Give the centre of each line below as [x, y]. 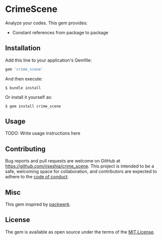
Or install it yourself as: [29, 97]
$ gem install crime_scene [33, 106]
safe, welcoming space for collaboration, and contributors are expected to [81, 171]
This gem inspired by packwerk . [38, 204]
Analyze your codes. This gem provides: [46, 23]
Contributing [25, 149]
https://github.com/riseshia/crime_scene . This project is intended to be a [80, 166]
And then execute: [24, 79]
